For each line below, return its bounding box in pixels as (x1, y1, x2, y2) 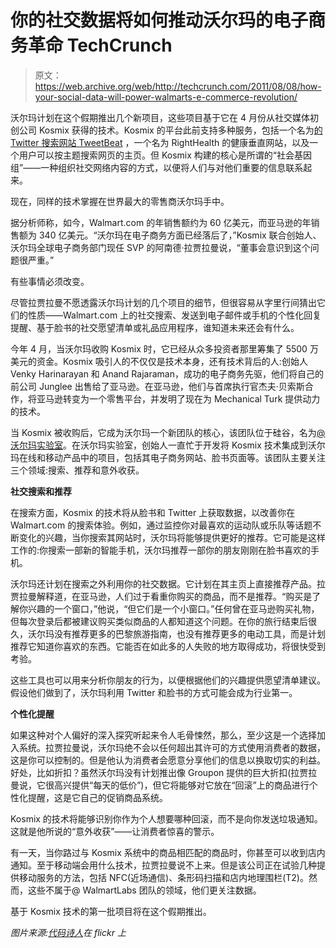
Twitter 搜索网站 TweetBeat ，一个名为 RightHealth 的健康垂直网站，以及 (10, 136, 310, 148)
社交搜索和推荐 (10, 485, 72, 497)
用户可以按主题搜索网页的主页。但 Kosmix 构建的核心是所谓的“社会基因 (18, 149, 312, 161)
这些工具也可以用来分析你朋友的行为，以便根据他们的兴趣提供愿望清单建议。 (10, 674, 326, 686)
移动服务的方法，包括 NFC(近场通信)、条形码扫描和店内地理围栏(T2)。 (18, 871, 309, 883)
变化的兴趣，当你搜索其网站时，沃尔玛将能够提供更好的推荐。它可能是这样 (18, 531, 326, 543)
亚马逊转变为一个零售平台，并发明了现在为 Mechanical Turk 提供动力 (36, 392, 321, 405)
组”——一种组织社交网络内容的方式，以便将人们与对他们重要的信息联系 (10, 161, 304, 173)
